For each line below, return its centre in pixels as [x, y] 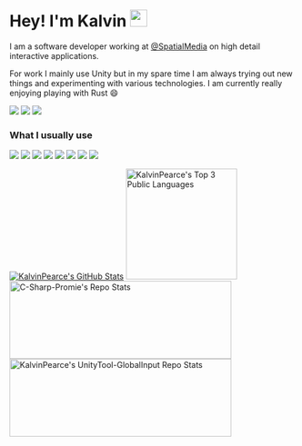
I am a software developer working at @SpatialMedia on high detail [135, 46]
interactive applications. [54, 55]
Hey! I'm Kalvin [68, 21]
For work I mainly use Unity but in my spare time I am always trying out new [151, 74]
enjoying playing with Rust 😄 [64, 93]
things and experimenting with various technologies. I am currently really [146, 83]
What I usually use [51, 134]
